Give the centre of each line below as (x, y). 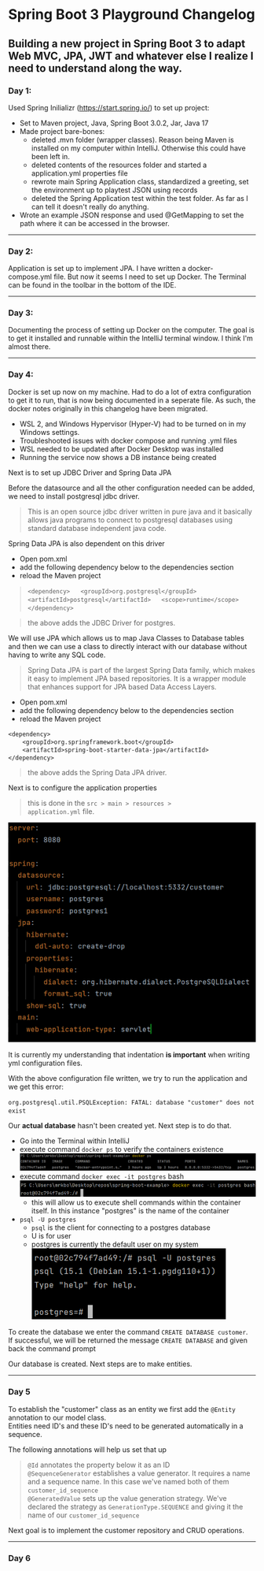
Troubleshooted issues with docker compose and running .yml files (128, 440)
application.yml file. (61, 811)
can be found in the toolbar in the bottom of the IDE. (92, 285)
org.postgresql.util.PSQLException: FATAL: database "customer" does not (132, 1103)
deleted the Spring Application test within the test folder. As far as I (140, 198)
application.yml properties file (79, 173)
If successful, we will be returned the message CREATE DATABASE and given (128, 1340)
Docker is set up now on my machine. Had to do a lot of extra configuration (130, 392)
